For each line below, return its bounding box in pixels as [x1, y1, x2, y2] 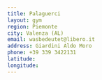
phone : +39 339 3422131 [7, 49, 77, 56]
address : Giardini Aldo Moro [7, 42, 92, 49]
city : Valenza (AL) [7, 29, 64, 37]
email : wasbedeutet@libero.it [7, 36, 96, 43]
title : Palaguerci [7, 10, 61, 17]
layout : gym [7, 17, 42, 24]
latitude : [7, 56, 36, 63]
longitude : [7, 62, 39, 69]
